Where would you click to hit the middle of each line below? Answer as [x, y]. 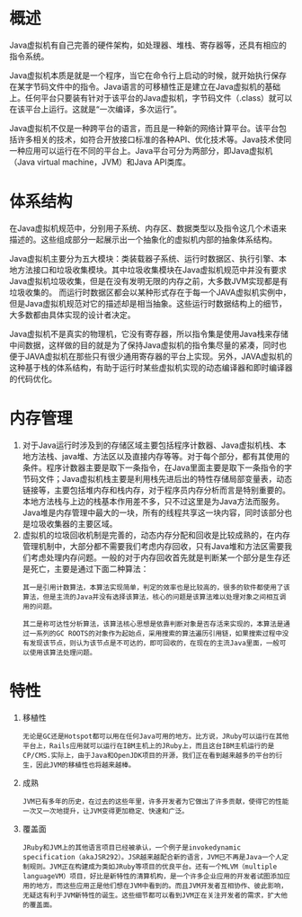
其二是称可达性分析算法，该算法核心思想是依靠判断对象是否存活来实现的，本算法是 [153, 624]
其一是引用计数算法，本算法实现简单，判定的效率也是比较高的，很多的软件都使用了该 [156, 587]
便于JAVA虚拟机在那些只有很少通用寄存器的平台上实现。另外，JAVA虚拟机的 [151, 356]
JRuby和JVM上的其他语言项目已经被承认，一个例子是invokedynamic [131, 847]
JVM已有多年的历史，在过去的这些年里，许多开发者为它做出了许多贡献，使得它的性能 [155, 801]
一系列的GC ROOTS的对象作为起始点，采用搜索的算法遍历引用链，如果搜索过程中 [156, 633]
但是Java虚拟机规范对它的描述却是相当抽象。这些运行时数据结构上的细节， [148, 303]
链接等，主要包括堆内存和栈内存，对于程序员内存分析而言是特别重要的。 [156, 490]
